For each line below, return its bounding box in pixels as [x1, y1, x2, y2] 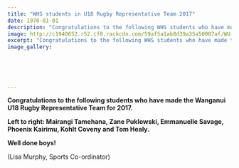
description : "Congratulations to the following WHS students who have [7, 23, 224, 31]
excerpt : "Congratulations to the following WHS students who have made [7, 37, 228, 44]
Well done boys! [7, 139, 57, 147]
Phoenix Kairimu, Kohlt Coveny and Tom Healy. [7, 125, 150, 134]
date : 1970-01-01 [7, 17, 59, 24]
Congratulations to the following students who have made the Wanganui [7, 96, 226, 105]
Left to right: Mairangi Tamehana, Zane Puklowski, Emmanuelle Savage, [7, 117, 224, 126]
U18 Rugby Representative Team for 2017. [7, 104, 133, 112]
